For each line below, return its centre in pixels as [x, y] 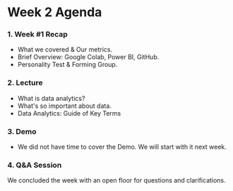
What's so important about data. [64, 106]
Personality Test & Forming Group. [67, 65]
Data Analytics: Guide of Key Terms [69, 113]
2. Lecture [25, 83]
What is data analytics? [51, 98]
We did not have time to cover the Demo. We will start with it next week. [122, 147]
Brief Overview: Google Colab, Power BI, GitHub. [88, 57]
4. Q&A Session [35, 165]
